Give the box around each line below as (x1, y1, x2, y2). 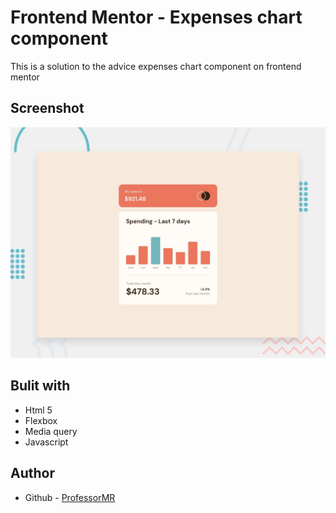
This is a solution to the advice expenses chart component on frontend (10, 60, 302, 72)
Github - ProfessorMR (24, 491, 116, 503)
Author (10, 465, 55, 482)
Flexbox (24, 414, 58, 426)
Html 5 (24, 404, 53, 416)
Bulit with (10, 377, 71, 395)
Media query (24, 425, 78, 437)
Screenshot (10, 100, 85, 117)
